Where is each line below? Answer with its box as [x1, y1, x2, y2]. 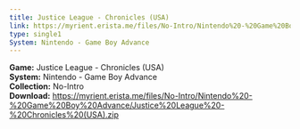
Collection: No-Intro [9, 81, 85, 92]
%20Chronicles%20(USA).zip [9, 109, 119, 120]
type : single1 [9, 29, 62, 38]
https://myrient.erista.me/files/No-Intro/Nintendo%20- [52, 91, 253, 101]
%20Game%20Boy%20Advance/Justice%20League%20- [9, 100, 225, 111]
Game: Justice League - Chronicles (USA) [9, 62, 165, 73]
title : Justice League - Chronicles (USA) [9, 12, 170, 22]
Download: [9, 91, 51, 101]
